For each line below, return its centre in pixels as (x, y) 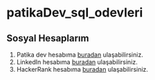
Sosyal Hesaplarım (48, 38)
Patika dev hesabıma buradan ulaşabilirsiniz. (80, 54)
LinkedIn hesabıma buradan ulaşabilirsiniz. (77, 62)
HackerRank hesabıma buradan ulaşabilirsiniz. (82, 69)
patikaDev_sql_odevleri (75, 13)
